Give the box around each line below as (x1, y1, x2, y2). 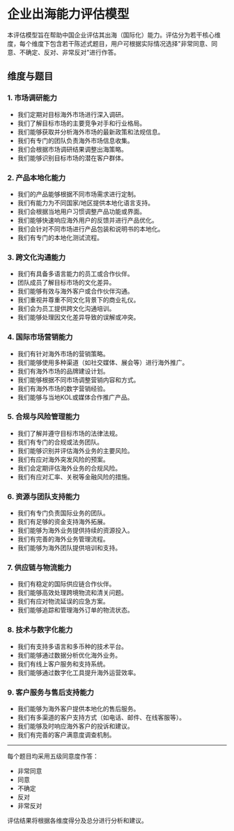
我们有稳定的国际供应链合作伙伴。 (17, 580, 116, 588)
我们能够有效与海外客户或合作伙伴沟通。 (17, 287, 134, 296)
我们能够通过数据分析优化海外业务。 (17, 651, 122, 659)
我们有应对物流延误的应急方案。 (17, 597, 109, 606)
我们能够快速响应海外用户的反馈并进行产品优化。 (17, 216, 158, 224)
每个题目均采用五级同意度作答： (7, 752, 99, 760)
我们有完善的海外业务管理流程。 (17, 535, 109, 544)
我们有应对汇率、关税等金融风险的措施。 (17, 473, 134, 481)
